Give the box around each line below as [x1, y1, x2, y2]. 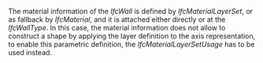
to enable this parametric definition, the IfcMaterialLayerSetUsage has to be [8, 40, 255, 49]
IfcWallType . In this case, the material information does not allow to [8, 23, 226, 32]
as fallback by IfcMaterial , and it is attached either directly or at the [8, 15, 226, 24]
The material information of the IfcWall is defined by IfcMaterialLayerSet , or [8, 7, 254, 16]
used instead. [8, 48, 53, 57]
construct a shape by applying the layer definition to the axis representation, [8, 31, 256, 40]
